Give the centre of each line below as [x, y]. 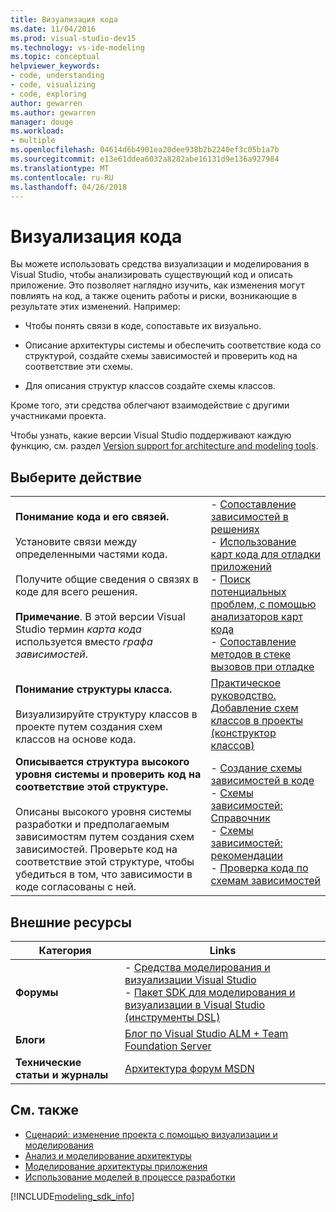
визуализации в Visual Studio [195, 1004]
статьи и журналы [62, 1074]
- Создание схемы [256, 768]
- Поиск [230, 579]
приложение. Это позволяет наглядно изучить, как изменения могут [157, 285]
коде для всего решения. [76, 592]
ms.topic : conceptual [55, 57]
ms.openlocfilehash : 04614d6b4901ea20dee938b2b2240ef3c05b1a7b [145, 150]
